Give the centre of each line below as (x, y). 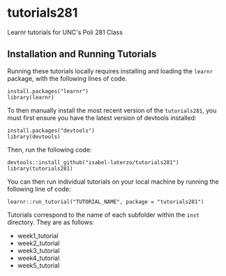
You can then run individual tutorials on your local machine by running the (113, 181)
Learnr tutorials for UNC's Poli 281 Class (65, 32)
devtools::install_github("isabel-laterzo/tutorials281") (93, 162)
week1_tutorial (38, 235)
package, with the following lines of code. (67, 78)
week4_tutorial (38, 258)
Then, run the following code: (50, 150)
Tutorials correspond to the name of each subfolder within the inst (104, 215)
